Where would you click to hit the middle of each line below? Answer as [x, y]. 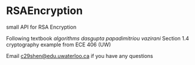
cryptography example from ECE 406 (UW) [58, 45]
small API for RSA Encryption [41, 27]
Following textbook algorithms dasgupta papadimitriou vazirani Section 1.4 [97, 38]
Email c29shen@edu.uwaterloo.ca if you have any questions [80, 56]
